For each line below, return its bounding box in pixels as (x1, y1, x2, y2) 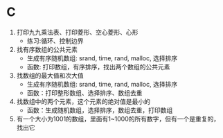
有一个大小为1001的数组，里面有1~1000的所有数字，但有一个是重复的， (16, 114, 220, 123)
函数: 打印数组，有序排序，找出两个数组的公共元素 (26, 62, 170, 71)
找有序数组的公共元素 (16, 45, 78, 53)
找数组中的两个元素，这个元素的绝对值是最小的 (16, 97, 150, 105)
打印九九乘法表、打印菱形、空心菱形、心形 (16, 28, 139, 36)
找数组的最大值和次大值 (16, 71, 84, 80)
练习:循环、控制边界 (26, 36, 84, 45)
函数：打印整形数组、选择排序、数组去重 (26, 88, 143, 97)
